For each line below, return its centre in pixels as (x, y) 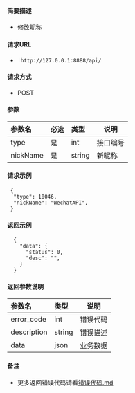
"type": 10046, (35, 197)
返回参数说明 (25, 286)
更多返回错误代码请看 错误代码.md (65, 382)
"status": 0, (44, 253)
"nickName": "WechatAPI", (51, 203)
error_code (29, 320)
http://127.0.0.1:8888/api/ (61, 61)
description (29, 332)
